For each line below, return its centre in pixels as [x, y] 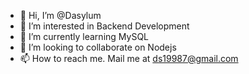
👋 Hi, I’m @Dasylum [60, 15]
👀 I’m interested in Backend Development [104, 26]
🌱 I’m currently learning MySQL [84, 36]
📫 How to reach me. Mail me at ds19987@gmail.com [129, 58]
